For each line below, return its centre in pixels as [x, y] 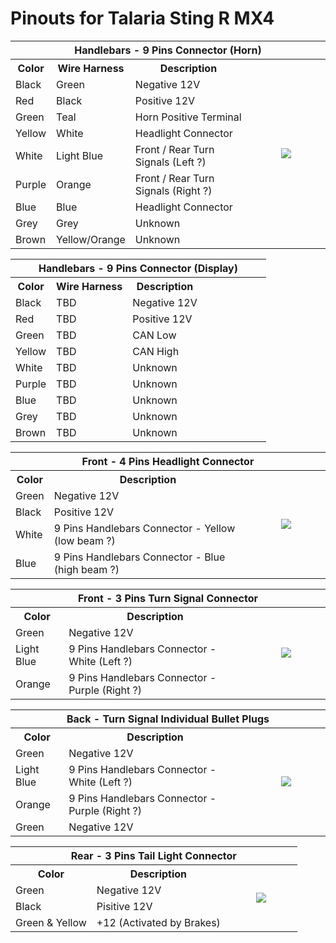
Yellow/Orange [91, 239]
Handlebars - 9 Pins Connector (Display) [138, 268]
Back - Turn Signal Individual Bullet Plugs [168, 719]
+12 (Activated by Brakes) [158, 922]
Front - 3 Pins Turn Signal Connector [168, 598]
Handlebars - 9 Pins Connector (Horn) [168, 50]
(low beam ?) [84, 540]
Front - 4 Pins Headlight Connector [168, 461]
